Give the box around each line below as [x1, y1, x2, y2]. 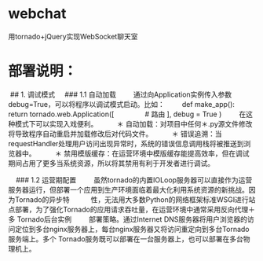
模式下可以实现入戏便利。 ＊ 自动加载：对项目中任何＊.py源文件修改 [14, 119, 253, 128]
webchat [8, 5, 67, 23]
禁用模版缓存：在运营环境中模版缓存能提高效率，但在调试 [64, 149, 250, 158]
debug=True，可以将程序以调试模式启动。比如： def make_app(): [8, 99, 236, 108]
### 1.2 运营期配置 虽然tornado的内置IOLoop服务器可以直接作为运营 [15, 175, 253, 185]
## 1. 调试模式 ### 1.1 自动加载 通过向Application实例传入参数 [9, 90, 232, 99]
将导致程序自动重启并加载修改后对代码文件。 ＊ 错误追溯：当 [8, 129, 222, 138]
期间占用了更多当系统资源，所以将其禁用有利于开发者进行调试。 [8, 158, 214, 167]
